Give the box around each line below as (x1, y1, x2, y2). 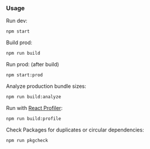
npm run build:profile (6, 115, 61, 122)
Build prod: (6, 39, 33, 46)
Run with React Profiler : (6, 104, 63, 111)
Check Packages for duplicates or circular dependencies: (6, 126, 144, 133)
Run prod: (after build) (6, 61, 60, 68)
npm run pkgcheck (6, 137, 48, 143)
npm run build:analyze (6, 94, 61, 100)
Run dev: (6, 17, 27, 24)
